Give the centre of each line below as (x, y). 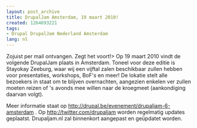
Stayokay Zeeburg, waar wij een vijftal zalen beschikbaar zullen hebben (94, 69)
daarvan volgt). (25, 94)
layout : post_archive (33, 12)
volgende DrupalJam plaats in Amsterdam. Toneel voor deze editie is (91, 63)
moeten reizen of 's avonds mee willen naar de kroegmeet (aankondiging (96, 88)
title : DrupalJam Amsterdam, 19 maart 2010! (62, 17)
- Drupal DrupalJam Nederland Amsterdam (57, 34)
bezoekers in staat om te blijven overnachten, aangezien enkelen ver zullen (99, 82)
